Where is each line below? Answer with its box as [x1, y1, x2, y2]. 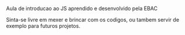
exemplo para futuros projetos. [6, 23, 81, 29]
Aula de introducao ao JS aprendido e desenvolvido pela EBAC [6, 5, 158, 12]
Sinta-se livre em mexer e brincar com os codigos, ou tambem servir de [6, 16, 180, 23]
